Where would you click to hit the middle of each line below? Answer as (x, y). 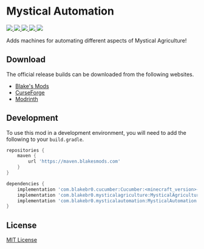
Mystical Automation (60, 11)
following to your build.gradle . (45, 139)
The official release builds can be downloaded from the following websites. (100, 74)
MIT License (22, 240)
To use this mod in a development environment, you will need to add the (97, 132)
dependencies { (25, 183)
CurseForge (30, 92)
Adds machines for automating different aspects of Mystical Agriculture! (97, 40)
